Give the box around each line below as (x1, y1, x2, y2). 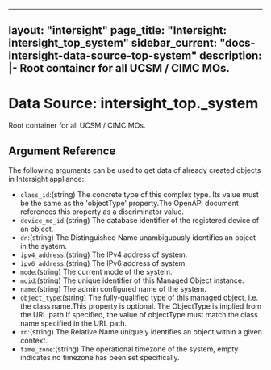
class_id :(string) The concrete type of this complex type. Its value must (19, 190, 260, 200)
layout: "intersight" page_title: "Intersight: (8, 23, 227, 37)
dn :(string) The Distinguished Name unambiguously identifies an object (19, 233, 256, 242)
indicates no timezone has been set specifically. (19, 353, 180, 363)
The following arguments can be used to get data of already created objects (8, 166, 261, 175)
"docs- (219, 36, 256, 50)
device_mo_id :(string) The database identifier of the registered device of (19, 216, 260, 225)
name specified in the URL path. (19, 318, 127, 328)
